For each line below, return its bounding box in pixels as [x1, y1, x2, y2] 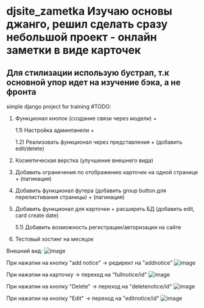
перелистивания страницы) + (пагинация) [15, 194, 125, 200]
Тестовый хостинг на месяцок [15, 235, 94, 243]
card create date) [15, 212, 59, 219]
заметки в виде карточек [6, 43, 141, 57]
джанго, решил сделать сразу [6, 17, 168, 31]
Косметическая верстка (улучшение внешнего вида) [15, 157, 153, 164]
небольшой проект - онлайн [6, 31, 157, 44]
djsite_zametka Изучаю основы [6, 4, 172, 18]
